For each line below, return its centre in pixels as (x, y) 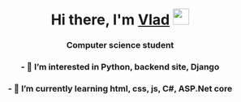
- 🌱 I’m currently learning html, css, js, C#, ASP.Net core (120, 88)
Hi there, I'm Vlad (110, 20)
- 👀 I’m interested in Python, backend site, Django (120, 67)
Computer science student (120, 45)
